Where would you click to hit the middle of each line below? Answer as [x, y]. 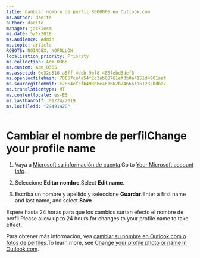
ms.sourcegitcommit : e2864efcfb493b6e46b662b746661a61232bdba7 [86, 84]
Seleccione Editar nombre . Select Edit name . [70, 183]
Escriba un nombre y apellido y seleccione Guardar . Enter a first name [100, 194]
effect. [14, 225]
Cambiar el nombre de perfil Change [96, 136]
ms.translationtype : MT [36, 90]
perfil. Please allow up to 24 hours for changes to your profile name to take [97, 219]
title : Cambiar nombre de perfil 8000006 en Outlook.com [78, 12]
